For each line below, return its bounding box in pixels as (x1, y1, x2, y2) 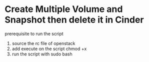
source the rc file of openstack (11, 40, 75, 46)
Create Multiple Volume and (4, 3, 123, 15)
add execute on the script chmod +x (11, 45, 87, 51)
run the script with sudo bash (11, 51, 73, 57)
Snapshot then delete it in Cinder (4, 14, 144, 25)
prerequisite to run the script (4, 30, 63, 36)
